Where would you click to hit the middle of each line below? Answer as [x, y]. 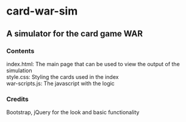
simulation [19, 70]
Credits [17, 99]
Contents [20, 51]
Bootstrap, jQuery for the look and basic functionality [73, 112]
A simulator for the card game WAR [75, 34]
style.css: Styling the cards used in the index [63, 76]
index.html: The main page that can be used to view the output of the [93, 64]
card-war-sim [42, 11]
